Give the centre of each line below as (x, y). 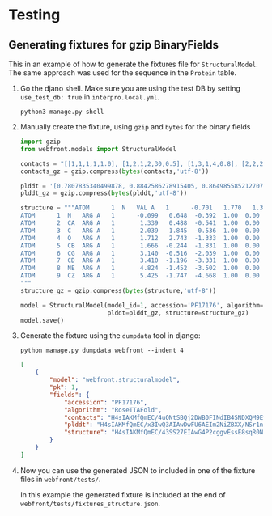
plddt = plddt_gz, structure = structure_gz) (178, 313)
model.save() (42, 320)
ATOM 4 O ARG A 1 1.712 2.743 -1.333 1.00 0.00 (140, 238)
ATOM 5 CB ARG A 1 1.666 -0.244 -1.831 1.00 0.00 (140, 245)
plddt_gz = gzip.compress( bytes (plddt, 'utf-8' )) (104, 193)
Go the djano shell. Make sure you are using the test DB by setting (130, 88)
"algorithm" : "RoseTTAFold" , (113, 410)
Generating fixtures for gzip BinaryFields (113, 45)
